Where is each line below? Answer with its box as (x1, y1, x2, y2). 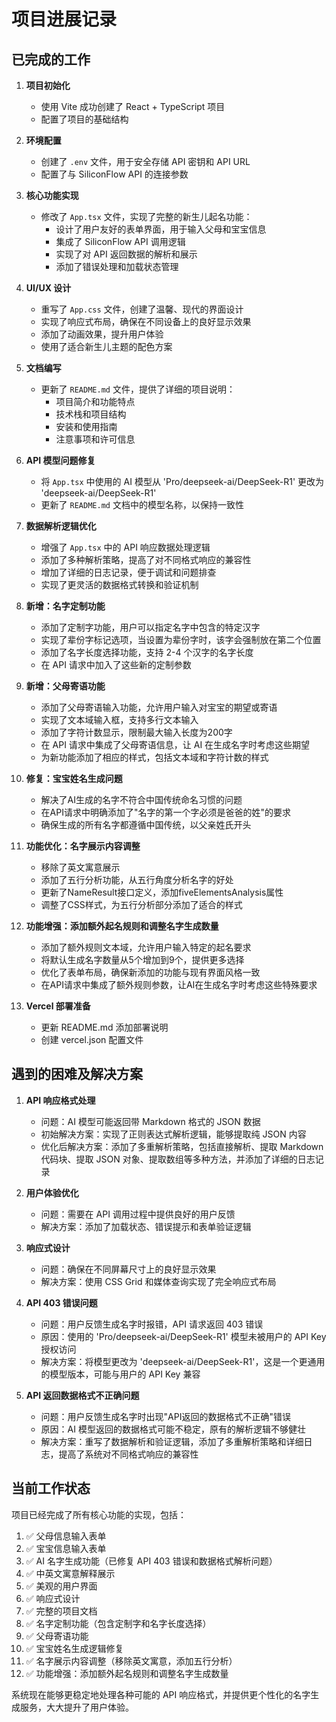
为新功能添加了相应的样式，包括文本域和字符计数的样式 (40, 751, 269, 763)
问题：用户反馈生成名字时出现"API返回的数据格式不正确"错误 (40, 1410, 291, 1422)
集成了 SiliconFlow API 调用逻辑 (55, 236, 186, 247)
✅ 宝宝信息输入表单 (25, 1542, 107, 1554)
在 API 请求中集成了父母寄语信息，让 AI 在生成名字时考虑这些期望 (40, 739, 311, 750)
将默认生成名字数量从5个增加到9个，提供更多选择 (40, 954, 245, 965)
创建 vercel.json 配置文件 (40, 1034, 144, 1045)
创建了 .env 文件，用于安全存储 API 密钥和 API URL (40, 156, 251, 167)
